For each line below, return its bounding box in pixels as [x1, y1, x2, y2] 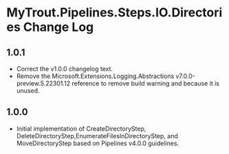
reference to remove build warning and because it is [71, 79, 219, 87]
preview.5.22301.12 [16, 79, 70, 87]
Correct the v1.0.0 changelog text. [16, 65, 113, 73]
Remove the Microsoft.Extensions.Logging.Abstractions [16, 72, 175, 80]
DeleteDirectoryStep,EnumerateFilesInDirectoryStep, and [16, 131, 178, 140]
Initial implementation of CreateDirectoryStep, [16, 125, 146, 133]
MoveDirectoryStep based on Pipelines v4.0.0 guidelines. [16, 139, 179, 147]
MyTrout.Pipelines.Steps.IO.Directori [6, 5, 223, 21]
